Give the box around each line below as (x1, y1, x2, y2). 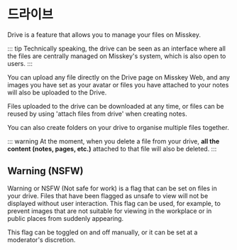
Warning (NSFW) (7, 165, 84, 178)
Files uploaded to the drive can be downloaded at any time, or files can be (7, 102, 225, 110)
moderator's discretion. (7, 235, 76, 244)
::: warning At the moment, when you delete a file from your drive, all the (7, 136, 220, 146)
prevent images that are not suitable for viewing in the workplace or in (7, 207, 212, 215)
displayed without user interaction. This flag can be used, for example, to (7, 199, 221, 207)
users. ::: (7, 59, 33, 67)
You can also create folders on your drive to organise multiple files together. (7, 123, 229, 131)
